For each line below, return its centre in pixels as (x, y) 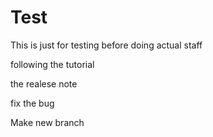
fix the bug (32, 103)
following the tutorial (52, 64)
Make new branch (47, 122)
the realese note (44, 83)
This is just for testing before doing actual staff (106, 45)
